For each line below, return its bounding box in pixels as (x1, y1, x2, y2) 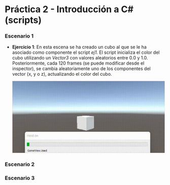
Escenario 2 (5, 161, 35, 168)
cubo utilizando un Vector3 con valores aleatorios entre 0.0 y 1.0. (12, 55, 148, 61)
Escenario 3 (5, 174, 35, 181)
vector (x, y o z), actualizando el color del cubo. (12, 71, 112, 77)
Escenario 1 (5, 33, 34, 40)
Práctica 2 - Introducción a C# (5, 4, 134, 15)
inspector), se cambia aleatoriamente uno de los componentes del (12, 66, 151, 72)
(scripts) (5, 14, 42, 26)
